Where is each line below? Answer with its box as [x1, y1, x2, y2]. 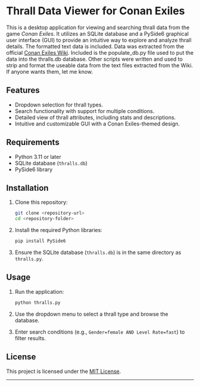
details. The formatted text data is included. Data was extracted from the [6, 43, 185, 50]
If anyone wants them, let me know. [6, 68, 93, 75]
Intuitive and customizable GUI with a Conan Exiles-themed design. [14, 120, 180, 127]
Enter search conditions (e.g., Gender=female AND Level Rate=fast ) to [14, 328, 185, 335]
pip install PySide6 [14, 238, 66, 244]
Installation [6, 183, 49, 193]
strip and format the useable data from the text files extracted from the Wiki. [6, 61, 193, 69]
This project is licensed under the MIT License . [6, 368, 121, 375]
